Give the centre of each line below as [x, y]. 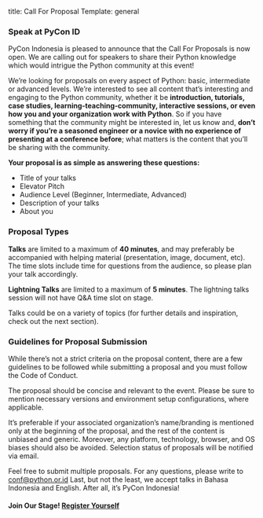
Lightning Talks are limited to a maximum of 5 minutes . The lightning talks [129, 289]
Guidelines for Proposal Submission [78, 341]
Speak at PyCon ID [44, 31]
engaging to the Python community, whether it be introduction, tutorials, [126, 97]
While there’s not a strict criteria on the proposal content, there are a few [126, 358]
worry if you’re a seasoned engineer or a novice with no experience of [125, 131]
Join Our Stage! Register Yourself [64, 505]
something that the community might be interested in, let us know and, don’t [132, 123]
